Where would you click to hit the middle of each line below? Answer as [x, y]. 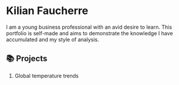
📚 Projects [27, 59]
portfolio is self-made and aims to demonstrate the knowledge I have [89, 33]
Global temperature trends [47, 76]
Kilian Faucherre [47, 11]
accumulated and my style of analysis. [53, 39]
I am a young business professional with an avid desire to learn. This [89, 27]
